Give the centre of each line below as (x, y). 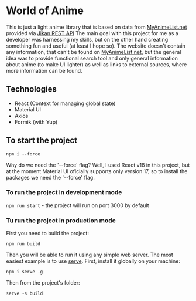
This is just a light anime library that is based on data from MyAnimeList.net (97, 27)
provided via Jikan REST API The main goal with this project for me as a (92, 33)
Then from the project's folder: (43, 283)
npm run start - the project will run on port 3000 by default (78, 205)
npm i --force (23, 154)
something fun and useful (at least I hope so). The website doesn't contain (96, 46)
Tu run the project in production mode (61, 220)
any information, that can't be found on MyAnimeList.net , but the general (94, 52)
